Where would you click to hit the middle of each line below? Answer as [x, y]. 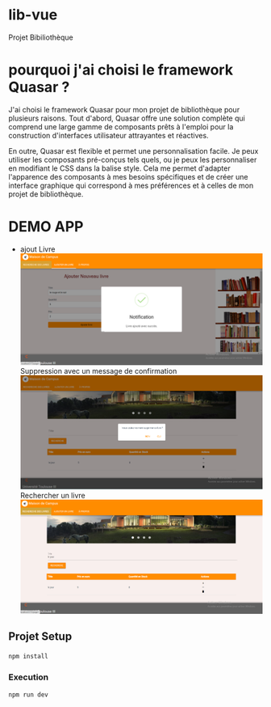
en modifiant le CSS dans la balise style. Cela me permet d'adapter [120, 168]
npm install [28, 656]
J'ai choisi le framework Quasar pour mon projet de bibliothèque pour [124, 109]
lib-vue [33, 15]
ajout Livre [38, 249]
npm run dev [28, 694]
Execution [29, 677]
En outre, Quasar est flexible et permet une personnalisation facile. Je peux [133, 150]
